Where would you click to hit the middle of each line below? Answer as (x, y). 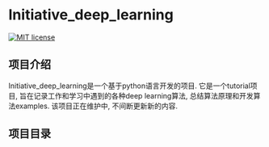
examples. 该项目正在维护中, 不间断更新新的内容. (97, 106)
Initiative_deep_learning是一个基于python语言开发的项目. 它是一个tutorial (129, 86)
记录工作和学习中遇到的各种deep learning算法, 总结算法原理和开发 (143, 95)
